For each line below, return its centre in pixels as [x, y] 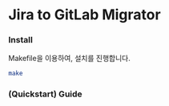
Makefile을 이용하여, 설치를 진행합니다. [69, 59]
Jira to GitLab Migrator [85, 15]
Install [21, 40]
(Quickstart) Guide [45, 94]
